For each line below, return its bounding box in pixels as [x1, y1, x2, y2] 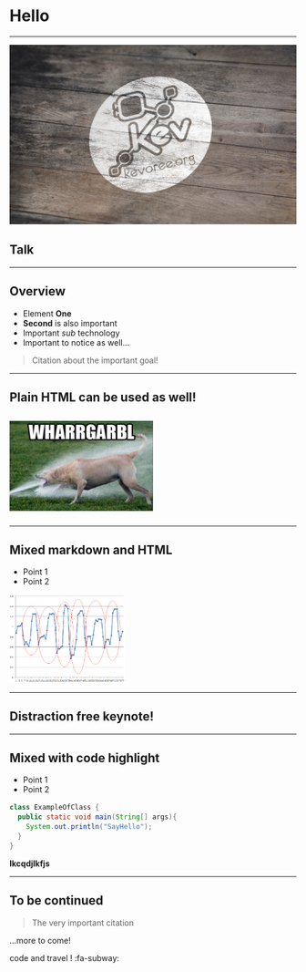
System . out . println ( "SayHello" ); [25, 822, 153, 832]
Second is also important [22, 317, 117, 328]
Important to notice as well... [22, 336, 130, 347]
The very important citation [31, 917, 135, 928]
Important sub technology [22, 327, 120, 338]
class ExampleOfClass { [9, 803, 100, 812]
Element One [22, 307, 72, 319]
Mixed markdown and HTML [9, 543, 173, 558]
